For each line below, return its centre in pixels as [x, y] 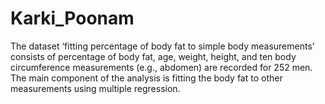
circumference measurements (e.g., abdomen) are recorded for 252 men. [161, 67]
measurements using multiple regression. [95, 88]
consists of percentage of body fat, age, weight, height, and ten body [153, 56]
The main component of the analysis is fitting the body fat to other [146, 78]
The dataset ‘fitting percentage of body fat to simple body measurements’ [162, 46]
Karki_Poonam [72, 18]
